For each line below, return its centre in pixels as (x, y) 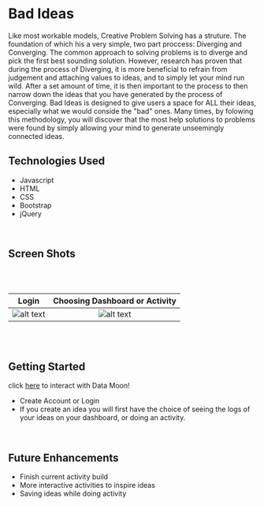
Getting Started (47, 367)
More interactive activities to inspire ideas (87, 485)
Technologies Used (56, 161)
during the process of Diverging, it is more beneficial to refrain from (118, 69)
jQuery (30, 213)
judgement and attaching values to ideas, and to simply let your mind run (126, 77)
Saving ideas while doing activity (73, 493)
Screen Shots (42, 254)
